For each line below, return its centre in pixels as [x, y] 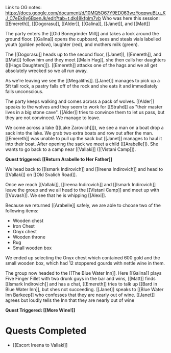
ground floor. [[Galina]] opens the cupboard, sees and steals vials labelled [83, 39]
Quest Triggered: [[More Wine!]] [40, 310]
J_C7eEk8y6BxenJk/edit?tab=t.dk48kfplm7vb [53, 18]
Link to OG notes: [23, 7]
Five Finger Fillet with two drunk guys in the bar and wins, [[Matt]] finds [80, 279]
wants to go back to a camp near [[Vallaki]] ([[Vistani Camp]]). [71, 149]
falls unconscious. [25, 91]
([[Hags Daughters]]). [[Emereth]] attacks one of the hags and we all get [81, 65]
